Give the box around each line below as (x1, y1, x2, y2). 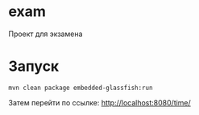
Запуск (8, 57, 60, 76)
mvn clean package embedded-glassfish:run (8, 84, 153, 92)
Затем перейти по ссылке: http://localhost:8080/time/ (8, 97, 191, 107)
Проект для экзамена (8, 29, 83, 39)
